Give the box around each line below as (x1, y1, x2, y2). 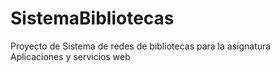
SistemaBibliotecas (10, 7, 175, 30)
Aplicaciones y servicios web (10, 50, 131, 62)
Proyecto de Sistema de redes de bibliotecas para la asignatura (10, 40, 272, 52)
